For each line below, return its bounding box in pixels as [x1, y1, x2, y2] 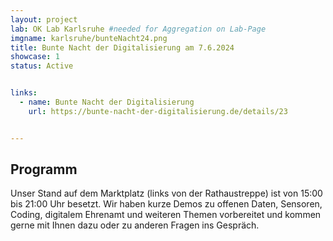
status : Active [10, 61, 74, 71]
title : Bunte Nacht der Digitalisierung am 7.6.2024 [10, 42, 235, 53]
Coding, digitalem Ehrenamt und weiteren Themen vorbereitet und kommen [10, 209, 322, 221]
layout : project [10, 14, 78, 25]
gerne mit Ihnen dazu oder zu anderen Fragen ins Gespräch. [10, 219, 260, 231]
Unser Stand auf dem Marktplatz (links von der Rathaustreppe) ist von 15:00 [10, 187, 323, 200]
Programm [10, 161, 78, 178]
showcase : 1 [10, 52, 60, 62]
